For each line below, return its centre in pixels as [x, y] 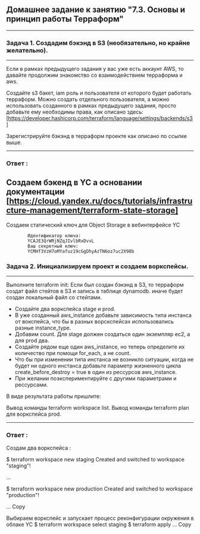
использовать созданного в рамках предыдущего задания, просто [91, 106]
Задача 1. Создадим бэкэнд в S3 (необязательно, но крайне [98, 43]
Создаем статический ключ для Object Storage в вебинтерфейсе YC [93, 225]
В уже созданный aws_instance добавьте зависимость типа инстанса [103, 315]
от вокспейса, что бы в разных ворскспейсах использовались [94, 322]
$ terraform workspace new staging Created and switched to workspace [95, 460]
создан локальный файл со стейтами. [54, 297]
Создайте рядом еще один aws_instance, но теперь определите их [100, 347]
